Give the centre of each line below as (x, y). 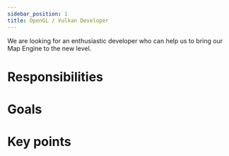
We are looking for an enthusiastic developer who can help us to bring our (115, 40)
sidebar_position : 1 (38, 14)
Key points (40, 142)
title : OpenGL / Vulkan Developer (58, 21)
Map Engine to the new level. (49, 48)
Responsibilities (55, 77)
